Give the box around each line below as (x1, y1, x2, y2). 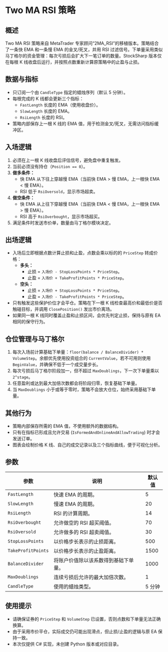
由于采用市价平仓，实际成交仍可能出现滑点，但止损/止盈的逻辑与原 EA (12, 628, 157, 634)
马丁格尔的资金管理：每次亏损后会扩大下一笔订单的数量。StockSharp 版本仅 (5, 53, 162, 59)
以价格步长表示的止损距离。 (53, 538, 119, 545)
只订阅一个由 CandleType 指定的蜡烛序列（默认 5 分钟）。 (12, 89, 128, 95)
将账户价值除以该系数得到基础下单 (53, 556, 134, 563)
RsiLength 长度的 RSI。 (19, 114, 67, 120)
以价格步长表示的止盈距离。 (53, 547, 119, 554)
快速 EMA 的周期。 (53, 491, 97, 498)
